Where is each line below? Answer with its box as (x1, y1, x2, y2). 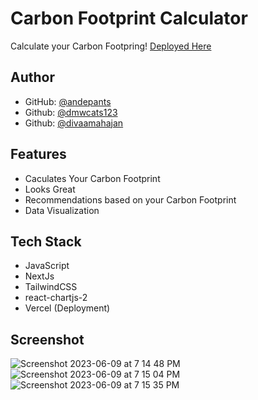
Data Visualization (24, 204, 100, 216)
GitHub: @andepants (24, 95, 112, 107)
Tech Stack (10, 233, 82, 250)
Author (10, 69, 55, 86)
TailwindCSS (24, 281, 78, 293)
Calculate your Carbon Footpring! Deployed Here (10, 40, 212, 52)
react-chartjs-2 (24, 292, 88, 304)
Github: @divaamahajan (24, 117, 124, 129)
